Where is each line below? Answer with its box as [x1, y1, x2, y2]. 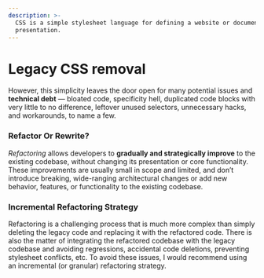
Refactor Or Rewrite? [8, 130, 90, 141]
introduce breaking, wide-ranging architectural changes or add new [8, 174, 228, 183]
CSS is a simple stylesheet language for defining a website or [15, 19, 230, 27]
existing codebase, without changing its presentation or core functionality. [8, 156, 249, 166]
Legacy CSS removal [8, 60, 146, 78]
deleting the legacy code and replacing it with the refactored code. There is [8, 227, 253, 236]
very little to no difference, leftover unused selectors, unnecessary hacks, [8, 103, 247, 112]
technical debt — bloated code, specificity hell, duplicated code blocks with [8, 94, 255, 104]
